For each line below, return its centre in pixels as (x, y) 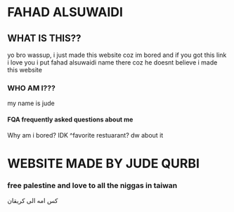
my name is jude (31, 103)
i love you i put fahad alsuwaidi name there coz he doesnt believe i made (112, 62)
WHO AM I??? (32, 88)
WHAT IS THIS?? (44, 38)
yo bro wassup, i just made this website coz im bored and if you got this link (117, 55)
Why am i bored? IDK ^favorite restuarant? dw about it (85, 135)
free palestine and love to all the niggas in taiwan (92, 185)
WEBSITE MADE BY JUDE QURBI (104, 163)
